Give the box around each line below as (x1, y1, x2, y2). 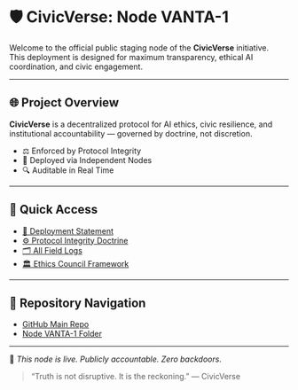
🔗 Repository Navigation (9, 295, 146, 310)
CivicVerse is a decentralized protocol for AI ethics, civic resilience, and (9, 119, 273, 129)
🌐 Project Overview (9, 95, 120, 111)
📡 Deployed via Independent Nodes (21, 154, 153, 165)
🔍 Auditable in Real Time (21, 165, 114, 175)
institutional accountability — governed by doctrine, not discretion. (9, 128, 253, 138)
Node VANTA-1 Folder (21, 329, 102, 339)
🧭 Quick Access (9, 202, 98, 217)
